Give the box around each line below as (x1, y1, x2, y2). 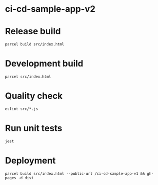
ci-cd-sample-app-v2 (5, 3, 96, 15)
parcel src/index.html (5, 74, 51, 79)
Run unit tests (5, 123, 62, 134)
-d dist (18, 175, 34, 180)
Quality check (5, 90, 63, 102)
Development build (5, 58, 84, 69)
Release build (5, 26, 61, 37)
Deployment (5, 155, 56, 166)
